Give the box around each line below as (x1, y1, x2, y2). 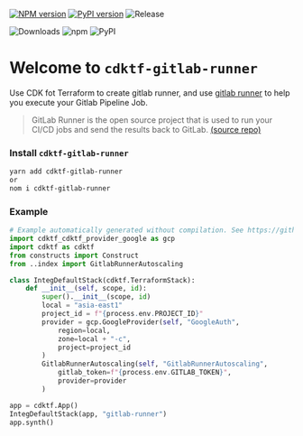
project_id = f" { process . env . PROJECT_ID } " (41, 310, 204, 319)
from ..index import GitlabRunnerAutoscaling (9, 259, 183, 268)
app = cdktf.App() (9, 401, 78, 410)
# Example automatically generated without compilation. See (9, 226, 244, 235)
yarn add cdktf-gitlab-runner (9, 167, 124, 176)
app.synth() (9, 418, 54, 427)
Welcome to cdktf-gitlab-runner (9, 58, 259, 79)
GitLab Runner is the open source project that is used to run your (31, 114, 273, 125)
